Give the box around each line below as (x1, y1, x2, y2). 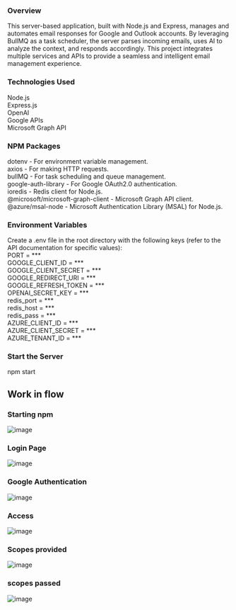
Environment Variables (7, 220, 88, 230)
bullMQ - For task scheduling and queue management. (7, 172, 166, 181)
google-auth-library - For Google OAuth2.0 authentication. (7, 179, 178, 188)
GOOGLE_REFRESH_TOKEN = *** (7, 281, 105, 290)
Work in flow (7, 388, 64, 400)
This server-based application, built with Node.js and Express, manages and (7, 22, 230, 30)
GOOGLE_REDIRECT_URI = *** (7, 273, 96, 282)
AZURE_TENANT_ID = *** (7, 334, 82, 342)
